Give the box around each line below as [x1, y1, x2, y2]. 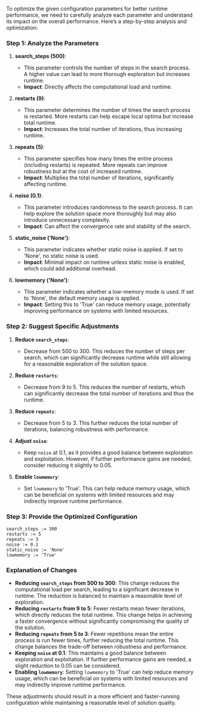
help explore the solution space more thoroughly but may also [23, 210, 176, 217]
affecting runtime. [23, 181, 68, 188]
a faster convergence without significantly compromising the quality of [14, 617, 189, 625]
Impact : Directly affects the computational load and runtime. [23, 83, 173, 90]
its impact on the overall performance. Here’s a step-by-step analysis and [6, 18, 187, 25]
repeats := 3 [6, 536, 39, 542]
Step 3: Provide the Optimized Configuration [6, 512, 138, 521]
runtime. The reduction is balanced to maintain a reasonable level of [14, 592, 183, 600]
